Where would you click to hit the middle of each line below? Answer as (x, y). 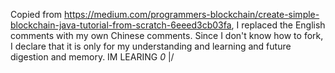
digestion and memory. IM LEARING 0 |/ (92, 57)
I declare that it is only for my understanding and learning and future (151, 46)
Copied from (36, 14)
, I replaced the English (278, 25)
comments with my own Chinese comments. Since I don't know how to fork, (167, 35)
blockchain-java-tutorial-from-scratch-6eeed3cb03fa (121, 25)
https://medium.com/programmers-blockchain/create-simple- (192, 14)
